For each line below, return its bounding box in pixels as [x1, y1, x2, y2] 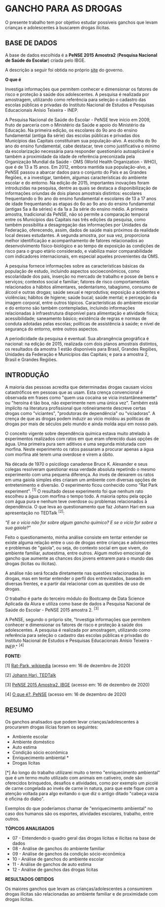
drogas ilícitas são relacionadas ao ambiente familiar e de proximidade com [5, 891, 158, 897]
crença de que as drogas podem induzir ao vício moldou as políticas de [5, 415, 150, 421]
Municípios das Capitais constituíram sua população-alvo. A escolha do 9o [5, 137, 157, 143]
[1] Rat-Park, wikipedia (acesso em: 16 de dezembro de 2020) [5, 663, 131, 669]
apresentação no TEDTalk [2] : [5, 509, 65, 516]
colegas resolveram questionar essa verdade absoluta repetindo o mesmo [5, 466, 156, 472]
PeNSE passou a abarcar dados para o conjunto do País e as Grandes [5, 169, 147, 175]
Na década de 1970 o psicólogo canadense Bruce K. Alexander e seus [5, 461, 148, 467]
